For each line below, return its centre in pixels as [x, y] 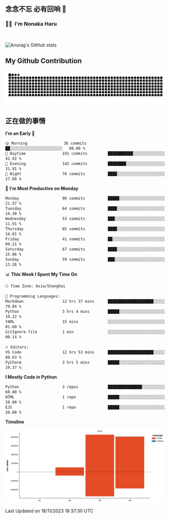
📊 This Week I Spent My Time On [41, 274]
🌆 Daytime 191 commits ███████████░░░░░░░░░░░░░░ [85, 154]
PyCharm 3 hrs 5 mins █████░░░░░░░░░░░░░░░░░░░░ [85, 363]
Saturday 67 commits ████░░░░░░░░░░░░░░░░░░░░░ [85, 249]
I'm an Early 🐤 [20, 133]
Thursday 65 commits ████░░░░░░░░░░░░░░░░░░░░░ [85, 229]
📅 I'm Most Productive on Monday [42, 189]
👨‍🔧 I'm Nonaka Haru [31, 24]
